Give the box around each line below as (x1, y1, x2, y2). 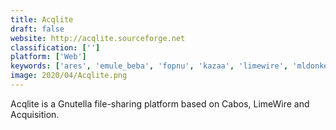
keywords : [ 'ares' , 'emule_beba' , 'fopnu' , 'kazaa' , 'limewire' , (10, 61, 289, 71)
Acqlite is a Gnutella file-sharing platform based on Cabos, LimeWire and (10, 97, 310, 110)
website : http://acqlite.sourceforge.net (10, 33, 186, 43)
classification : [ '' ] (10, 42, 101, 53)
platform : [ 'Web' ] (10, 52, 87, 62)
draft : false (10, 24, 65, 34)
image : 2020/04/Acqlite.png (10, 71, 128, 81)
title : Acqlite (10, 14, 74, 25)
